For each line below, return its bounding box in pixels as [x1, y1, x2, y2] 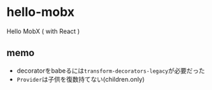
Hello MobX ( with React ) [6, 27, 80, 35]
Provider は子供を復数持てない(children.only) [16, 75, 145, 83]
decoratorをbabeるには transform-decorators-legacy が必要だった [16, 66, 205, 75]
